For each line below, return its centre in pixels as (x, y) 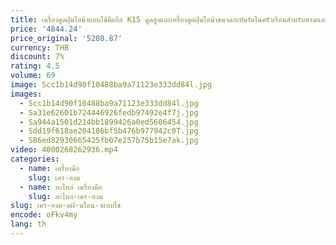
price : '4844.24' (46, 29)
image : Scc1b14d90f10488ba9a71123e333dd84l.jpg (111, 85)
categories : (35, 159)
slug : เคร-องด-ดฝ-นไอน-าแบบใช (66, 206)
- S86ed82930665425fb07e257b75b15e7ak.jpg (109, 141)
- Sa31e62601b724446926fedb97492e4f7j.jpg (109, 112)
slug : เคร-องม (54, 177)
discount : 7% (37, 57)
